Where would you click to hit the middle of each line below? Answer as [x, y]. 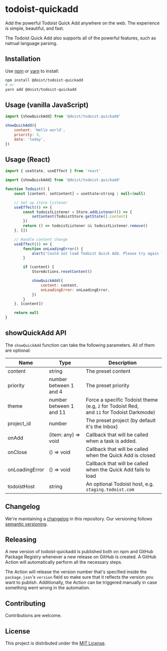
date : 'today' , [30, 139]
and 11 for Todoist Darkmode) [121, 412]
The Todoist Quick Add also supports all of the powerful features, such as [81, 38]
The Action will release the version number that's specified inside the [76, 572]
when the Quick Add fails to [118, 469]
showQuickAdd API [36, 333]
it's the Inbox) [102, 427]
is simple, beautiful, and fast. [35, 28]
